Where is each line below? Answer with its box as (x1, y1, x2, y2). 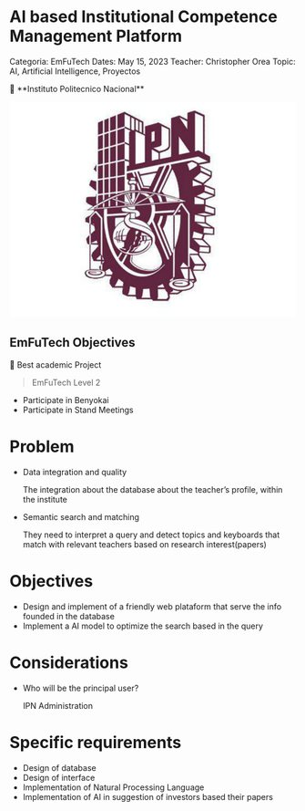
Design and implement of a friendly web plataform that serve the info (22, 600, 282, 612)
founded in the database (22, 610, 116, 621)
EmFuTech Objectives (9, 335, 136, 350)
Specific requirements (9, 732, 182, 753)
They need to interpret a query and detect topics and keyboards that (22, 529, 280, 540)
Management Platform (9, 26, 183, 47)
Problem (9, 436, 75, 457)
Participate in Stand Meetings (22, 404, 134, 415)
